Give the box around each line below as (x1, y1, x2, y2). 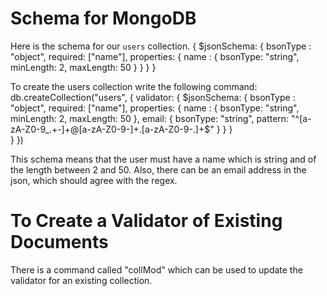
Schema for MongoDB (10, 7, 197, 30)
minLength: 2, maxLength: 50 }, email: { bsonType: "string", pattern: (10, 112, 290, 124)
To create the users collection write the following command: (10, 80, 258, 92)
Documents (10, 231, 109, 254)
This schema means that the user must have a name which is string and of (10, 153, 317, 165)
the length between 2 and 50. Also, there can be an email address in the (10, 163, 307, 176)
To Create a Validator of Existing (10, 210, 283, 232)
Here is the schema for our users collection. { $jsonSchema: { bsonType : (10, 40, 312, 52)
